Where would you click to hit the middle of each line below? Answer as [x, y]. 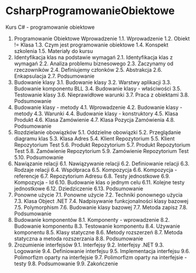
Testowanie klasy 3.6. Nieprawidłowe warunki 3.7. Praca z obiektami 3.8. [102, 95]
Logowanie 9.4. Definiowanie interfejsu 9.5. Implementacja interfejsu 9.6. [102, 251]
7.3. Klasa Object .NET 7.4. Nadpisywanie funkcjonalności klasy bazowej [101, 201]
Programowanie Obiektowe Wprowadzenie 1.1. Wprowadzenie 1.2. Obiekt [102, 38]
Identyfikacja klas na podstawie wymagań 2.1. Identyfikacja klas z [93, 57]
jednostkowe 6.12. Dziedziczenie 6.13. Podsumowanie [79, 188]
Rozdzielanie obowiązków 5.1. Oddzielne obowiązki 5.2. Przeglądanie [97, 132]
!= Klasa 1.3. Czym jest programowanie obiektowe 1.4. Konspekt [91, 45]
